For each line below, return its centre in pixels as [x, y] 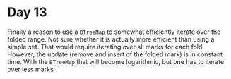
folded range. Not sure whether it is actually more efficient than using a [111, 39]
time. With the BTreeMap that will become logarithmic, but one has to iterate [116, 61]
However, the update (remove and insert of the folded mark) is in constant [115, 54]
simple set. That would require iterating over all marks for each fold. [106, 47]
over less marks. [31, 69]
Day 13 [27, 12]
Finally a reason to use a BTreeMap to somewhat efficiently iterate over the [114, 32]
